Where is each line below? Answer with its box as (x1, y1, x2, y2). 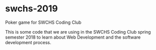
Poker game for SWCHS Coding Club (5, 19, 81, 25)
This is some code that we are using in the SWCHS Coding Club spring (5, 29, 151, 35)
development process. (5, 39, 51, 45)
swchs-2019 (5, 3, 58, 14)
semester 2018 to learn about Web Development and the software (5, 34, 141, 40)
